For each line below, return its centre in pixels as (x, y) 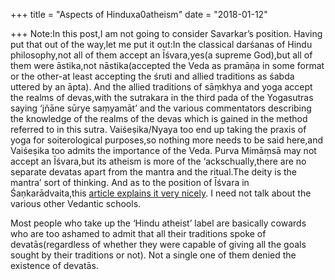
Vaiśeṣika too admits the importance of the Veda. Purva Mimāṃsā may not (163, 150)
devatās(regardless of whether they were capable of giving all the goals (158, 244)
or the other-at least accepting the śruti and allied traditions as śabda (152, 76)
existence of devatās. (54, 265)
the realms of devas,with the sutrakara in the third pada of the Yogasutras (162, 97)
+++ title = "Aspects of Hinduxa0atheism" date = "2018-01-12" (139, 14)
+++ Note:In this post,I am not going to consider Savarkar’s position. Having (166, 33)
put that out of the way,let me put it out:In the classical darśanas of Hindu (161, 44)
